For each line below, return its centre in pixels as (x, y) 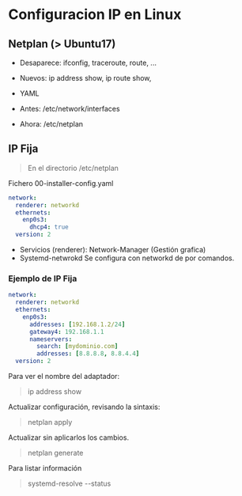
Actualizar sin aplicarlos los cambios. (68, 437)
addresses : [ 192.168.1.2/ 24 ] (77, 324)
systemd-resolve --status (69, 483)
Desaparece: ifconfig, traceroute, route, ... (88, 62)
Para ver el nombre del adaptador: (64, 377)
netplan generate (55, 453)
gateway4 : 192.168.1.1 (66, 331)
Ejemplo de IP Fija (43, 278)
